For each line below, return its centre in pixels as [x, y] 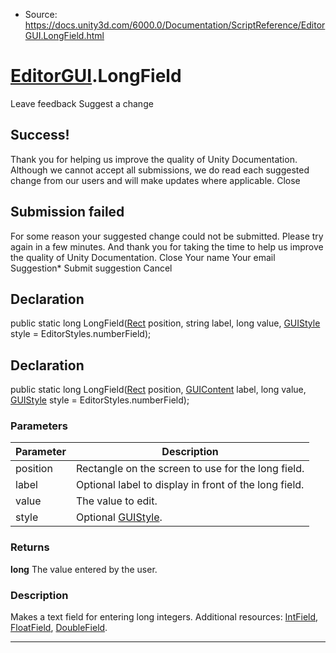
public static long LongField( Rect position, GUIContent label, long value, [158, 390]
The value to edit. [116, 501]
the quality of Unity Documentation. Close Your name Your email [143, 257]
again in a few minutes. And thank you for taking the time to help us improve [167, 246]
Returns [30, 547]
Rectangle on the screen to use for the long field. [190, 469]
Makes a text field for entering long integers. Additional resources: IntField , [164, 617]
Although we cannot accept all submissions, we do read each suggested [160, 170]
